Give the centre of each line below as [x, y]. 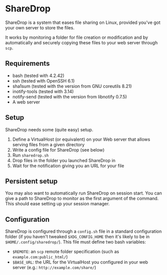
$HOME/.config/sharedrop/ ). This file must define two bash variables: [76, 242]
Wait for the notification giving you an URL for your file [68, 166]
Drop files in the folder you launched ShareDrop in [64, 160]
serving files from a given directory [48, 144]
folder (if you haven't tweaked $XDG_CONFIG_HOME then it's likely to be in [78, 237]
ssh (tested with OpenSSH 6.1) [43, 81]
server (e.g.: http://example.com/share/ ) [54, 268]
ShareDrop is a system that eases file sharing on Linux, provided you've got [83, 22]
